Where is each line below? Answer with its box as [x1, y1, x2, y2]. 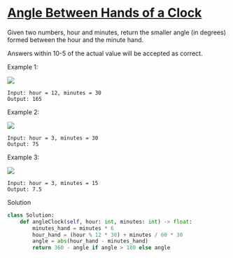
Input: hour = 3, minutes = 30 [7, 135, 99, 142]
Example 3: [7, 153, 40, 161]
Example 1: [7, 62, 38, 71]
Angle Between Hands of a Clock [7, 5, 202, 21]
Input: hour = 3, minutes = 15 [7, 179, 99, 186]
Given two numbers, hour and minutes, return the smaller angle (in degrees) [7, 28, 226, 36]
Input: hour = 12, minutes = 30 [7, 89, 101, 96]
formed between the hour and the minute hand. [7, 35, 144, 43]
